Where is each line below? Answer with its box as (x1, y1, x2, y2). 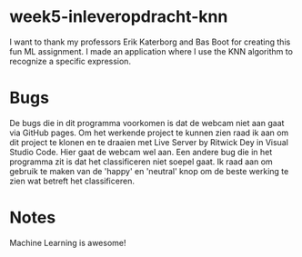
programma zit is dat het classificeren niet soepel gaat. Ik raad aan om (9, 156, 273, 167)
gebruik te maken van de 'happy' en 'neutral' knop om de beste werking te (9, 165, 289, 176)
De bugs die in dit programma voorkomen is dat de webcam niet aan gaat (9, 117, 285, 128)
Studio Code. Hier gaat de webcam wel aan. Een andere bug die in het (9, 146, 273, 157)
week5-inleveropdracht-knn (9, 6, 228, 27)
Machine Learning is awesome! (9, 237, 126, 248)
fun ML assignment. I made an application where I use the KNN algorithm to (9, 45, 294, 56)
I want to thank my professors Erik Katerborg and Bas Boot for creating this (9, 36, 291, 47)
